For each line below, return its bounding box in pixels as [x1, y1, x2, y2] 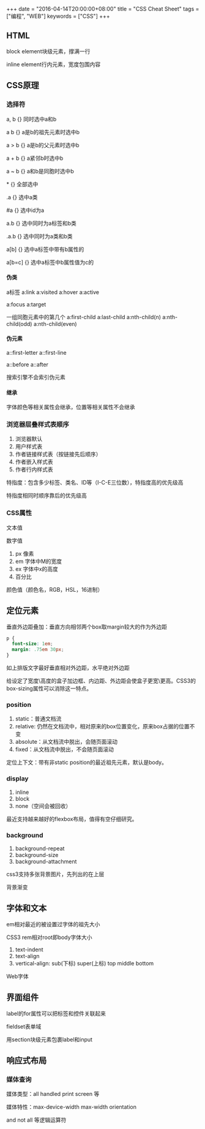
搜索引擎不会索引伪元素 [6, 373, 65, 380]
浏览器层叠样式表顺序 [6, 420, 69, 429]
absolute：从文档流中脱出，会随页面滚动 [15, 738, 118, 746]
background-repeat [15, 845, 65, 852]
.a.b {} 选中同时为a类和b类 [6, 232, 73, 240]
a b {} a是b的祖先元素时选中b [6, 128, 80, 135]
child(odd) [6, 320, 32, 327]
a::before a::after [6, 361, 49, 368]
